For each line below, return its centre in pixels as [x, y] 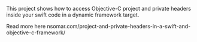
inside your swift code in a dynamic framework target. [73, 15]
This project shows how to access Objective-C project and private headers [99, 9]
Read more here [26, 26]
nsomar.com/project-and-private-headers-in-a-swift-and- [119, 26]
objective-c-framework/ [36, 33]
